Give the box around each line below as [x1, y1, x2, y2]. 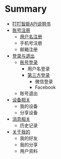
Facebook [35, 84, 56, 90]
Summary [5, 3, 47, 15]
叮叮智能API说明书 [12, 21, 51, 27]
